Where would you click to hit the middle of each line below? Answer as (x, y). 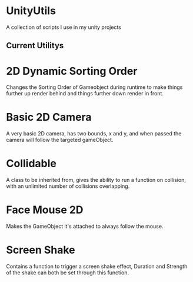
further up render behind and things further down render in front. (85, 94)
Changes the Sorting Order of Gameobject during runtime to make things (94, 87)
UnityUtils (31, 11)
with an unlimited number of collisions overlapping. (68, 186)
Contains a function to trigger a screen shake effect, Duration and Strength (97, 267)
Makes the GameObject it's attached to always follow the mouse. (85, 226)
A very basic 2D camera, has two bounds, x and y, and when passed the (94, 134)
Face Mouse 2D (45, 210)
